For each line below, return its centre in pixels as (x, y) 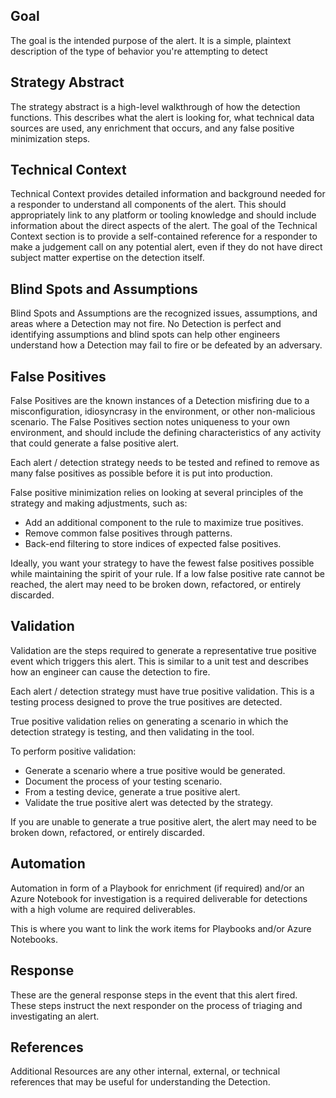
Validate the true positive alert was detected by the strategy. (149, 802)
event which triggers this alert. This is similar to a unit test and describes (159, 661)
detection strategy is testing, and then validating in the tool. (132, 731)
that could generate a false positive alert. (95, 443)
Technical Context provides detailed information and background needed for (168, 194)
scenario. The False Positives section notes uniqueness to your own (150, 422)
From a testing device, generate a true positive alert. (132, 791)
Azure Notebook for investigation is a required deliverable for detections (159, 898)
